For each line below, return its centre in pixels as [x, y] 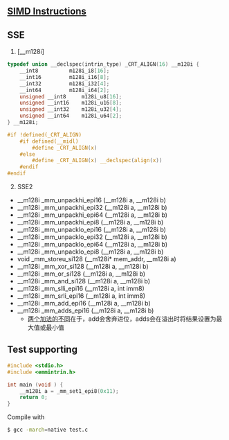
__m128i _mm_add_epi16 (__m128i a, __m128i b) [84, 303]
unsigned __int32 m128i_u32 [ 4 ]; [71, 109]
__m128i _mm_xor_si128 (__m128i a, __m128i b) [83, 267]
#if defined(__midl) [49, 141]
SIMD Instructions [47, 11]
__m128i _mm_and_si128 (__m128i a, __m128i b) [84, 281]
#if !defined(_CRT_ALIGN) [44, 134]
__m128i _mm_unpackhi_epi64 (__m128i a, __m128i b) [92, 215]
